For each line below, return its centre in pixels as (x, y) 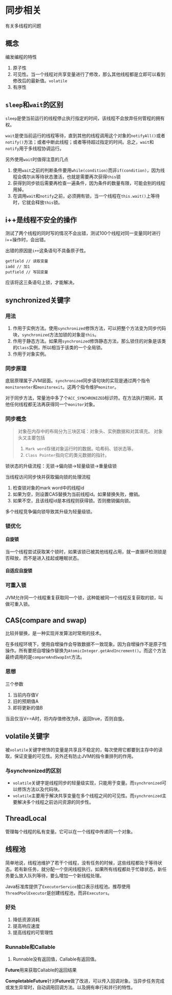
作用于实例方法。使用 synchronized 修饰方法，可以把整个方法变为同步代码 (89, 328)
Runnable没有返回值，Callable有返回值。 (56, 959)
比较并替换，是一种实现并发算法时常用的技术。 (55, 633)
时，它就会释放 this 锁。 (38, 202)
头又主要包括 (31, 438)
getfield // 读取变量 (27, 261)
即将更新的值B (28, 707)
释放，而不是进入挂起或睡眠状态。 (46, 558)
